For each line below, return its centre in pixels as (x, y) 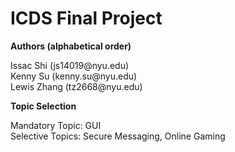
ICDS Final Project (86, 18)
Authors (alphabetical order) (71, 46)
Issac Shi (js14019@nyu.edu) (70, 65)
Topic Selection (43, 106)
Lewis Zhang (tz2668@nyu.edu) (76, 86)
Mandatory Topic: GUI (56, 125)
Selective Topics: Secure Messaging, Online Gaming (118, 136)
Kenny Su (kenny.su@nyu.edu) (74, 76)
